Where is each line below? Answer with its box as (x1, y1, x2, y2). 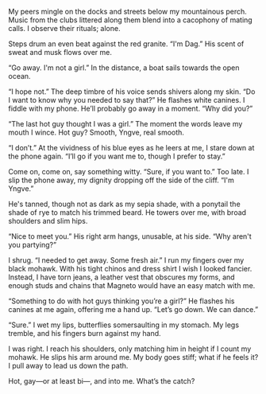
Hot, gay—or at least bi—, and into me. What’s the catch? (8, 376, 195, 385)
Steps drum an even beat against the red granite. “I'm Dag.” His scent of (8, 39, 245, 49)
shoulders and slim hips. (8, 217, 88, 225)
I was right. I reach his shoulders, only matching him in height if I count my (8, 344, 252, 353)
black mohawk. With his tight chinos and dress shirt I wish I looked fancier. (8, 264, 253, 273)
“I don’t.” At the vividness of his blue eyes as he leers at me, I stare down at (8, 143, 255, 152)
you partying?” (8, 240, 57, 249)
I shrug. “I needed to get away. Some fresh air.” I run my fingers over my (8, 256, 245, 265)
